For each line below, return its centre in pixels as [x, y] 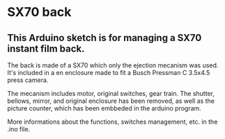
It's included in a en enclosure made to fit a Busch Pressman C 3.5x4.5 [109, 73]
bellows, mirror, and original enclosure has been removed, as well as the [111, 101]
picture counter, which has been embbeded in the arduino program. [104, 108]
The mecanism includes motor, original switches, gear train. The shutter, [111, 93]
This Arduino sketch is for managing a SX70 [104, 38]
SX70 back [39, 12]
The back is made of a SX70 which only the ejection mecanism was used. [113, 65]
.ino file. [19, 129]
